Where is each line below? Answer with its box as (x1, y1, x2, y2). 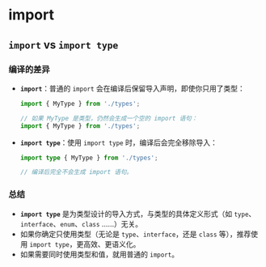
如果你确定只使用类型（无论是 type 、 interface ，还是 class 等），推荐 (19, 229, 251, 239)
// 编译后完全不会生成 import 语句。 (19, 168, 133, 176)
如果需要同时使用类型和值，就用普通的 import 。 (19, 249, 179, 259)
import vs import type (8, 38, 119, 52)
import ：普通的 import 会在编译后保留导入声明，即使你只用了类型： (19, 83, 245, 93)
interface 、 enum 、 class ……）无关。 (19, 218, 143, 228)
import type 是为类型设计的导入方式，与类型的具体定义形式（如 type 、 (19, 209, 256, 218)
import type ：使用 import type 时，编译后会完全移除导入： (19, 138, 218, 147)
